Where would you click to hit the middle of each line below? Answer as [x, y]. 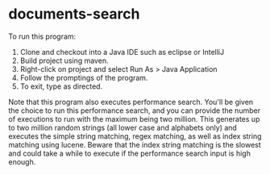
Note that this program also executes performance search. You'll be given [131, 102]
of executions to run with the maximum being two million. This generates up [134, 119]
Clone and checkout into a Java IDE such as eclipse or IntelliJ [122, 52]
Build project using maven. [64, 60]
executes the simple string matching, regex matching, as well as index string [135, 136]
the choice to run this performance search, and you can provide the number [134, 110]
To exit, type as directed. [61, 86]
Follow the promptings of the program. [84, 77]
